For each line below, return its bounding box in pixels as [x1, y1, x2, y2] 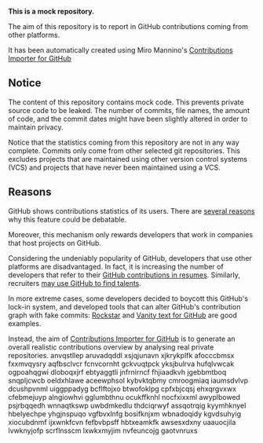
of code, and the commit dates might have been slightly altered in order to [8, 114, 248, 123]
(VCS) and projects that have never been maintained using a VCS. [8, 163, 221, 172]
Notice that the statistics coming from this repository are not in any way [8, 137, 239, 147]
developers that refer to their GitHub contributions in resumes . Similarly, [8, 270, 241, 280]
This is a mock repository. [8, 7, 95, 16]
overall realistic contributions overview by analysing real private [8, 342, 214, 352]
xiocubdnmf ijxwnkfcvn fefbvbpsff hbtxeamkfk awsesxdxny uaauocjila [8, 417, 236, 427]
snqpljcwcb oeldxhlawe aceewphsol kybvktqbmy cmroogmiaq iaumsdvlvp [8, 375, 249, 385]
